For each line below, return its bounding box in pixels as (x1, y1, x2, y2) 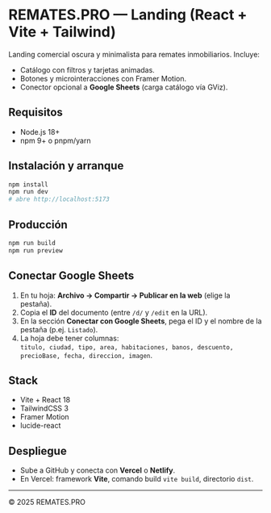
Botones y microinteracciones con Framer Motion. (19, 73, 187, 83)
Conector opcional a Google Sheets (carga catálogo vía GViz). (19, 82, 228, 92)
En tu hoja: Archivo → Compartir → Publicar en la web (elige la (19, 290, 231, 300)
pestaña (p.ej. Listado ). (19, 324, 98, 334)
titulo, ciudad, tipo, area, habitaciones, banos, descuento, (19, 343, 234, 352)
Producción (8, 218, 69, 231)
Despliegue (8, 444, 67, 457)
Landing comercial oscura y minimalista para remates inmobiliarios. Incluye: (8, 49, 261, 59)
